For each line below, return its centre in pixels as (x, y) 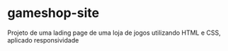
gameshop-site (53, 13)
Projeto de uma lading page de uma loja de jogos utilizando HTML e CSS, (114, 33)
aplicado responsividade (43, 40)
